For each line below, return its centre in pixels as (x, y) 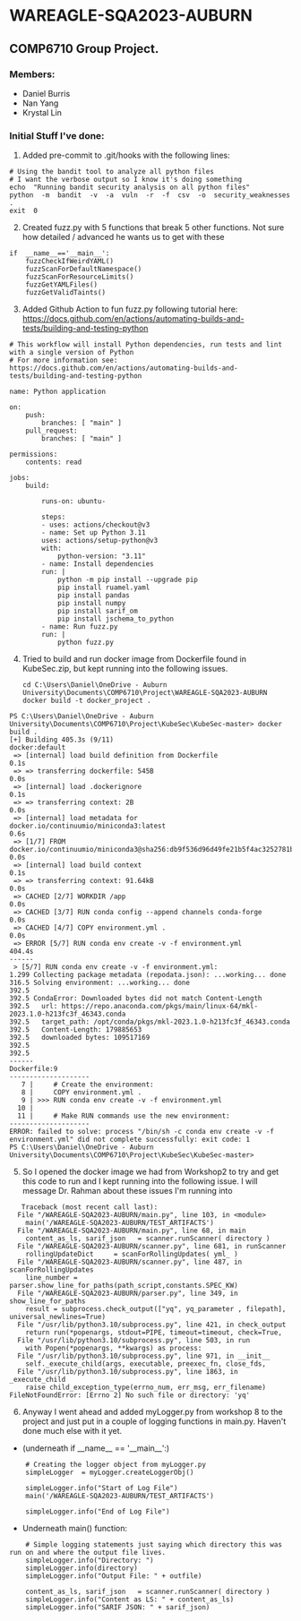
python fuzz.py (86, 643)
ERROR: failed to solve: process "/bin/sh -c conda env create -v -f (142, 1132)
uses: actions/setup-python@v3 (100, 541)
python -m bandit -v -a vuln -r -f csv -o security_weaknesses (150, 195)
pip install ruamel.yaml (103, 588)
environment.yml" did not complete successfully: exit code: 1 (130, 1140)
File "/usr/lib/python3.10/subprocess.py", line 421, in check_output (152, 1325)
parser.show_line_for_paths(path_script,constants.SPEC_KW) (124, 1286)
